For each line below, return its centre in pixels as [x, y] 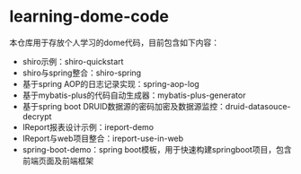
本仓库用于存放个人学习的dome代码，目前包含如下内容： [115, 42]
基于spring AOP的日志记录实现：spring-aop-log [111, 83]
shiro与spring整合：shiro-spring [82, 73]
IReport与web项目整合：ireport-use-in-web [103, 138]
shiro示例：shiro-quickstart [73, 61]
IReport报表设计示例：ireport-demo [88, 126]
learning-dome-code [89, 17]
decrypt [37, 116]
